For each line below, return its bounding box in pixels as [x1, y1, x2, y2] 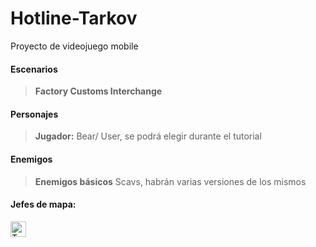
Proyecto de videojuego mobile [10, 40, 139, 52]
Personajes [10, 108, 59, 120]
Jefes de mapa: [10, 198, 77, 211]
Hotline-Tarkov [10, 7, 138, 30]
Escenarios [10, 63, 58, 75]
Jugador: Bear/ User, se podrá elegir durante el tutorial [34, 130, 262, 142]
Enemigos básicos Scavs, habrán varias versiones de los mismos [34, 175, 307, 187]
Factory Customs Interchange [34, 85, 163, 97]
